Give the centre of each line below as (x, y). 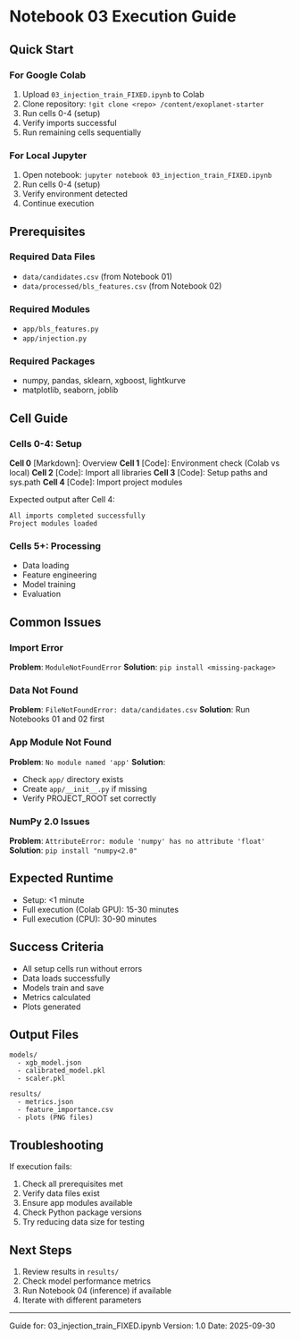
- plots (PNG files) (55, 1118)
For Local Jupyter (48, 156)
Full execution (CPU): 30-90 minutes (90, 919)
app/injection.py (54, 339)
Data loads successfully (66, 978)
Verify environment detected (75, 194)
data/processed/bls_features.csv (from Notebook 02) (122, 286)
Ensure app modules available (77, 1203)
